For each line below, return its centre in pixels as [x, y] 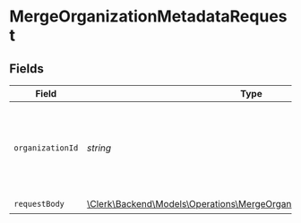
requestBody [39, 204]
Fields [27, 69]
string [99, 148]
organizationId [46, 148]
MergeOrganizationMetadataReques [148, 17]
